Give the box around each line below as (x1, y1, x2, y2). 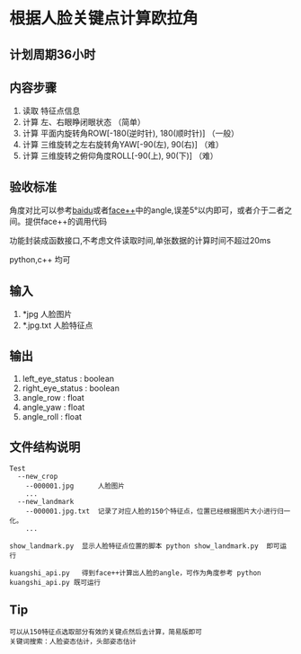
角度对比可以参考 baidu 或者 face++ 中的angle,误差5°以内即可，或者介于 (9, 205, 270, 216)
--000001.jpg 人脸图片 (25, 482, 126, 490)
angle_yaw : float (22, 402, 85, 412)
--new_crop (17, 472, 58, 481)
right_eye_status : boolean (22, 383, 120, 393)
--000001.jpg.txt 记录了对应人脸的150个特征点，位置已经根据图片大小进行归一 (25, 507, 291, 516)
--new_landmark (17, 497, 75, 506)
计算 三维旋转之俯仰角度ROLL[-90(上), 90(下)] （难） (22, 150, 218, 162)
